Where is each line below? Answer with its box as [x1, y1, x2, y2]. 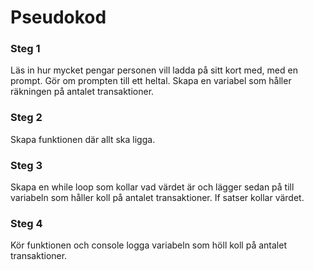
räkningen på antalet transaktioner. [10, 86, 155, 98]
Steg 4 [10, 217, 43, 230]
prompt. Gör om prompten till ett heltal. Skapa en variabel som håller [10, 75, 292, 87]
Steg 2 [10, 111, 43, 125]
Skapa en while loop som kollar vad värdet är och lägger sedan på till [10, 181, 295, 193]
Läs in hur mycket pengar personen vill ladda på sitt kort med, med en [10, 64, 298, 76]
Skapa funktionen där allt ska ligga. [10, 133, 156, 145]
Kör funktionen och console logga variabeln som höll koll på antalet [10, 239, 287, 251]
